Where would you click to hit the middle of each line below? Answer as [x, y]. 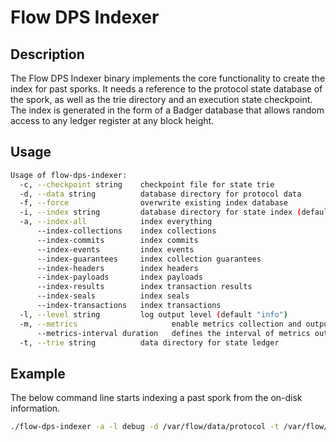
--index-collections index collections [126, 231]
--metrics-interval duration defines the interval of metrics [173, 333]
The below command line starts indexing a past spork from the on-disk [156, 398]
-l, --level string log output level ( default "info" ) [153, 314]
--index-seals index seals [113, 296]
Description [47, 54]
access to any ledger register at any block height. [112, 120]
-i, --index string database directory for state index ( [160, 212]
